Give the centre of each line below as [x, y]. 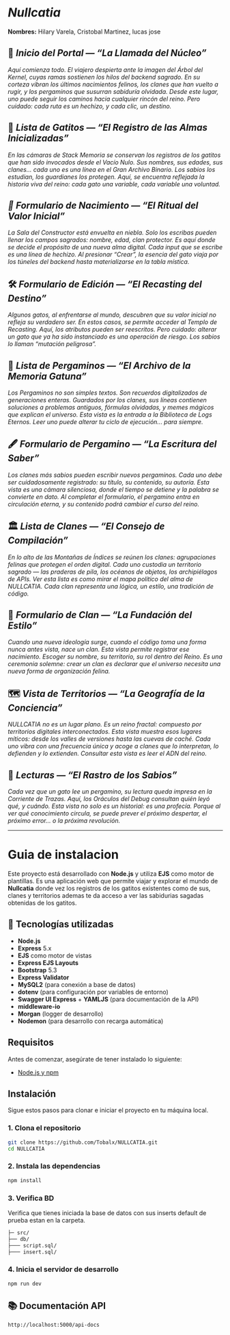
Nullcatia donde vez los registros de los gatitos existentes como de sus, [109, 888]
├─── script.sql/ [32, 1245]
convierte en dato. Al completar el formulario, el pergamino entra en [104, 497]
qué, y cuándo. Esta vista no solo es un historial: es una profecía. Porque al [114, 806]
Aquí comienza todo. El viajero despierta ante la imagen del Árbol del [105, 69]
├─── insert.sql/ [32, 1252]
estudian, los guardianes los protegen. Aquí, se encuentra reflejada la [106, 177]
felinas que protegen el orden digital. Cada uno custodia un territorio [105, 564]
